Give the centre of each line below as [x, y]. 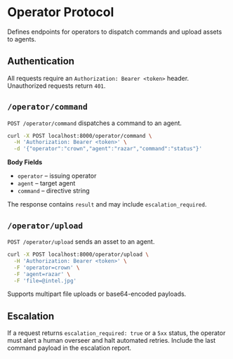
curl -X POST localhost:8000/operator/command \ [80, 136]
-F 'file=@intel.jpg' [45, 281]
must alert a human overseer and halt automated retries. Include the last [112, 341]
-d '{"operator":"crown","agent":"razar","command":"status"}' [108, 149]
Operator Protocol [61, 12]
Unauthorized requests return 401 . [56, 86]
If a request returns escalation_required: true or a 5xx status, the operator [116, 333]
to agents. [22, 39]
